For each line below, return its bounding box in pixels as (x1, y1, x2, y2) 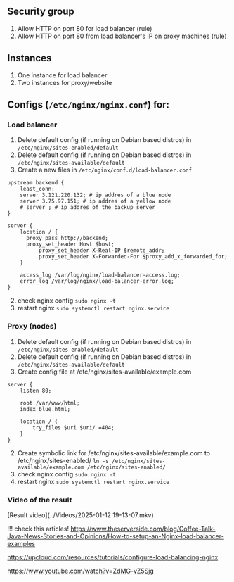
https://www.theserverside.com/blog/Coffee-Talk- (70, 524, 216, 533)
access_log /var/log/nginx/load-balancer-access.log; (20, 272, 181, 279)
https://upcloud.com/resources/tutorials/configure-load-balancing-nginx (7, 552, 219, 562)
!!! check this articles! (7, 524, 69, 533)
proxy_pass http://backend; (25, 235, 109, 242)
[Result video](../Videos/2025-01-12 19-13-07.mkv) (7, 510, 155, 519)
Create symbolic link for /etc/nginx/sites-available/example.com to (17, 448, 211, 457)
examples (7, 539, 36, 548)
